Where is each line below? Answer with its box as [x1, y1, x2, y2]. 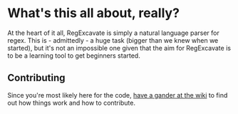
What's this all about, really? [7, 5, 180, 21]
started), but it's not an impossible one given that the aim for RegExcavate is [7, 43, 232, 52]
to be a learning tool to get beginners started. [7, 51, 140, 60]
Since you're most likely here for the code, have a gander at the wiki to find [7, 90, 228, 99]
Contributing [7, 72, 66, 84]
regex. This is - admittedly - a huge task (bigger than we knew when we [7, 36, 219, 44]
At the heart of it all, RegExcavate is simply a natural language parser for [7, 28, 219, 37]
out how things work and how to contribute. [7, 98, 135, 107]
